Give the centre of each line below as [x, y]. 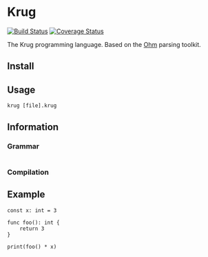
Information [33, 127]
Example [26, 194]
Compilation [28, 172]
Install [21, 66]
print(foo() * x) [32, 247]
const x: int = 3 [32, 210]
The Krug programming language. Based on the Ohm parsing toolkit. [104, 44]
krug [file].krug [32, 106]
